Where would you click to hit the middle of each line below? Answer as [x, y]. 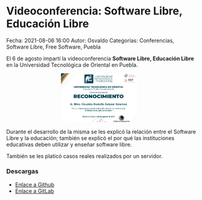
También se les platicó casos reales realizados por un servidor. [84, 156]
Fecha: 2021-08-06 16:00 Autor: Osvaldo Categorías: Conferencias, [90, 40]
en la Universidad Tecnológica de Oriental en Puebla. [72, 65]
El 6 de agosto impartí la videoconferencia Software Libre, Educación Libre [100, 58]
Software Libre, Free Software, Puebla [54, 47]
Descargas [23, 171]
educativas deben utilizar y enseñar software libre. [69, 144]
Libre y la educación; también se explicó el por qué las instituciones [90, 138]
